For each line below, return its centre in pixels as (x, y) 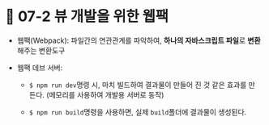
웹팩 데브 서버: (40, 67)
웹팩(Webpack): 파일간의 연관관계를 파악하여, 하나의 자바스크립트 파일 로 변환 (139, 40)
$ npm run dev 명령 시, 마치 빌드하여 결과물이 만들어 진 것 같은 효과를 (138, 85)
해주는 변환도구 (41, 50)
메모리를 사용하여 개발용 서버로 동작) (107, 94)
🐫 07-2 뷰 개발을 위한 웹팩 (87, 17)
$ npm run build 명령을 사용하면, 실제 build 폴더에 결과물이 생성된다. (138, 112)
